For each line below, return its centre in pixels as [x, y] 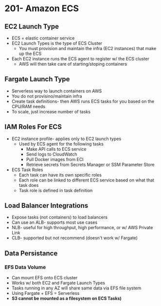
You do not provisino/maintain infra [47, 96]
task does [29, 185]
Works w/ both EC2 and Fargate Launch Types [58, 283]
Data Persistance [31, 253]
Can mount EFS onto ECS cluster [45, 278]
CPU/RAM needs [28, 106]
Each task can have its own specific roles [60, 175]
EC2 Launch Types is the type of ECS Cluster [57, 43]
